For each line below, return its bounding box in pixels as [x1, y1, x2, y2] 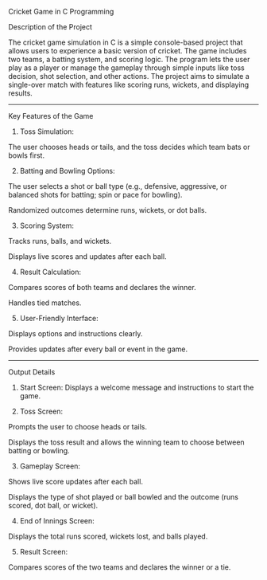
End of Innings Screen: [19, 516, 95, 525]
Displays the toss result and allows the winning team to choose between [8, 437, 245, 447]
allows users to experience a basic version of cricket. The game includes [8, 46, 247, 55]
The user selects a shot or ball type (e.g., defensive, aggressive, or [8, 182, 227, 190]
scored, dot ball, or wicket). [8, 501, 99, 510]
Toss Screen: [19, 406, 64, 416]
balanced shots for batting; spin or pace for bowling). [8, 190, 183, 199]
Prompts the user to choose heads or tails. [8, 422, 147, 431]
